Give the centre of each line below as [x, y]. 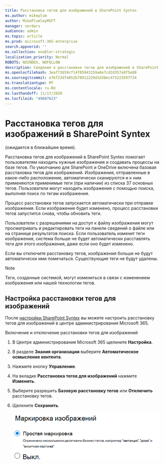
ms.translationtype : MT [29, 83]
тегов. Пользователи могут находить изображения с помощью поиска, [80, 188]
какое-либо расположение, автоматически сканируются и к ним [73, 178]
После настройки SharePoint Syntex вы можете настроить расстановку [80, 318]
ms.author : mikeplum [26, 15]
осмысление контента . [37, 357]
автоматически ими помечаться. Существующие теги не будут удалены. [82, 259]
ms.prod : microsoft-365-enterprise [41, 42]
